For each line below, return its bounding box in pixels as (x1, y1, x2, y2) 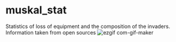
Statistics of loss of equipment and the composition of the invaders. (5, 23, 171, 30)
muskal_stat (5, 3, 67, 17)
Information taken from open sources (5, 29, 96, 36)
